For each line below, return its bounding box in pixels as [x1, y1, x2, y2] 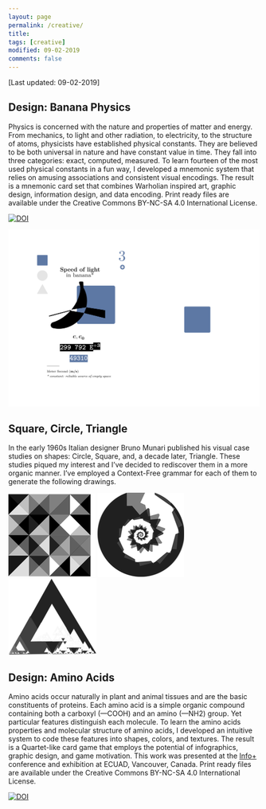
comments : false [8, 55, 62, 63]
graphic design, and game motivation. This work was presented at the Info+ [8, 751, 257, 760]
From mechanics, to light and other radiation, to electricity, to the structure [8, 130, 252, 139]
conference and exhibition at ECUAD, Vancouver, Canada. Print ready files [8, 760, 252, 769]
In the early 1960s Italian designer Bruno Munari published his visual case [8, 443, 250, 453]
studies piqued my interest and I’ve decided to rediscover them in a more [8, 460, 248, 470]
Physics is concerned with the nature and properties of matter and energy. [8, 122, 253, 131]
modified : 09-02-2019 [8, 46, 80, 55]
